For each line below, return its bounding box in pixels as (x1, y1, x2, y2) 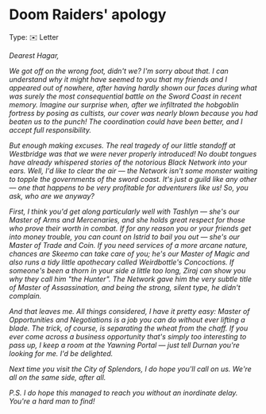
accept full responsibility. (9, 125, 92, 134)
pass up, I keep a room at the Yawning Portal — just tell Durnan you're (9, 340, 241, 350)
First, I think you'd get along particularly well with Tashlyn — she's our (9, 207, 240, 216)
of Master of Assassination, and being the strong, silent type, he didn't (9, 282, 241, 292)
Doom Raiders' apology (9, 6, 167, 24)
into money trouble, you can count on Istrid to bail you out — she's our (9, 232, 241, 242)
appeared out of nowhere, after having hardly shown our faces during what (9, 83, 257, 92)
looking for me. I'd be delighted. (9, 348, 114, 358)
